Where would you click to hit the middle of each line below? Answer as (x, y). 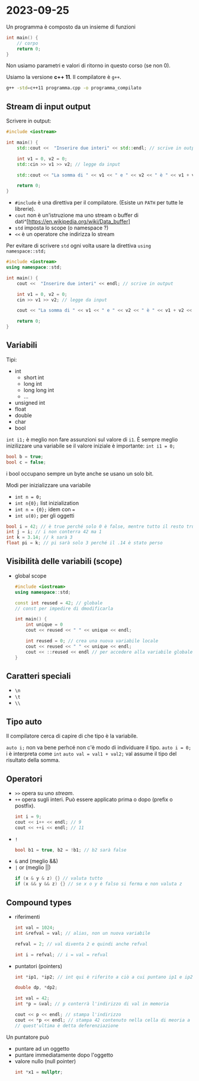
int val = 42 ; (32, 998)
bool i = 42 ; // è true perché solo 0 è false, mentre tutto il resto (95, 527)
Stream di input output (48, 107)
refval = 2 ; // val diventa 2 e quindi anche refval (81, 944)
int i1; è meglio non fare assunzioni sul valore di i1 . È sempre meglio (92, 439)
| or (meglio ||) (33, 868)
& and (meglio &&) (36, 861)
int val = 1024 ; (35, 928)
